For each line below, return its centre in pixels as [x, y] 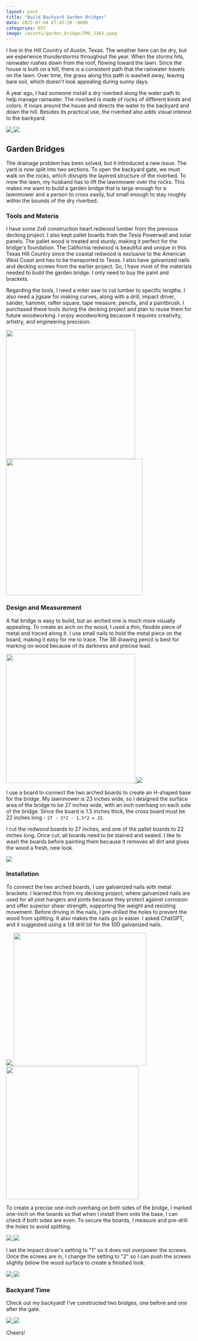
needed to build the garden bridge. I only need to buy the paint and [88, 273]
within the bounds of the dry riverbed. [52, 201]
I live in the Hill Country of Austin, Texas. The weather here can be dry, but [97, 50]
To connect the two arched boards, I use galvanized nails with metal [89, 887]
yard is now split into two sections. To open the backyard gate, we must [93, 169]
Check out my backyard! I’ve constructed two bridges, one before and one [97, 1303]
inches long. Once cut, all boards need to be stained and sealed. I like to [94, 835]
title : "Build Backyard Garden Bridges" [57, 17]
